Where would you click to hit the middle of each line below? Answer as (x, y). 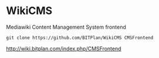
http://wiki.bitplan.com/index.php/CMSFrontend (64, 49)
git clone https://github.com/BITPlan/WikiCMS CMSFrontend (80, 37)
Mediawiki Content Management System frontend (66, 27)
